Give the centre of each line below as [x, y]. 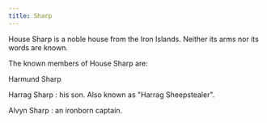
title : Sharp [30, 16]
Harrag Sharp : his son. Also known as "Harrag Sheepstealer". [112, 95]
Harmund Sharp [35, 78]
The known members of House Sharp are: [78, 63]
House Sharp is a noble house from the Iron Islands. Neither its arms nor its [133, 39]
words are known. [38, 47]
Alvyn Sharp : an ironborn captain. [66, 110]
